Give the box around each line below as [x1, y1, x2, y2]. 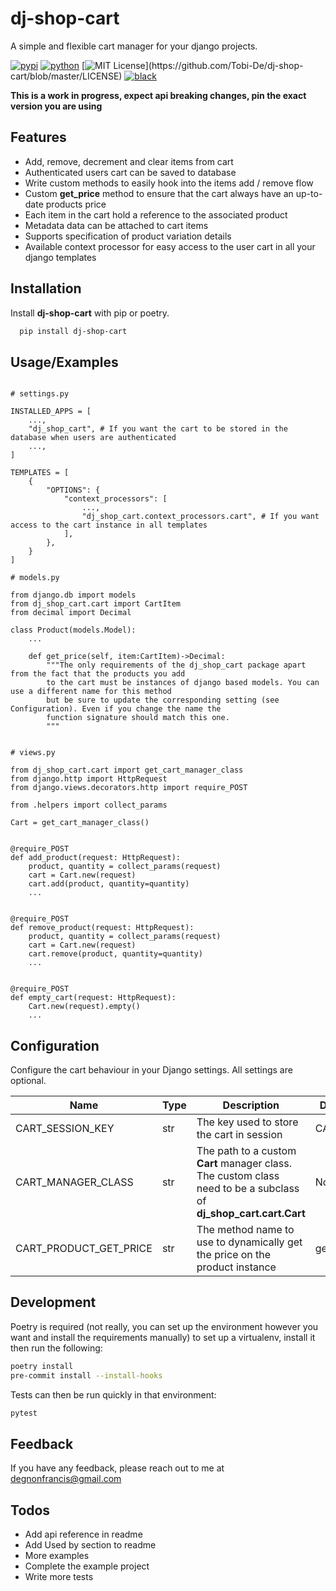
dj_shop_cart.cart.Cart [196, 1207, 306, 1221]
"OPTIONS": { [46, 485, 101, 496]
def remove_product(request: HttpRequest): [10, 923, 195, 933]
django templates [24, 251, 97, 263]
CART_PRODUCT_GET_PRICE [15, 1242, 153, 1256]
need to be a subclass [196, 1182, 300, 1196]
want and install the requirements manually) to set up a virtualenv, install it [10, 1331, 316, 1343]
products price [45, 198, 107, 210]
